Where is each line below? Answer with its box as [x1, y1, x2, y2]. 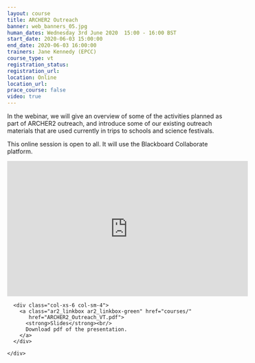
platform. [7, 147, 33, 155]
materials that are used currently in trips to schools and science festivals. [7, 126, 214, 135]
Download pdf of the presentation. [25, 326, 128, 333]
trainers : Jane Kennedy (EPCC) [7, 49, 97, 56]
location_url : [7, 80, 48, 87]
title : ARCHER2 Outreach [7, 16, 78, 23]
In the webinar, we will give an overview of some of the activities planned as [7, 112, 223, 120]
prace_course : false [7, 87, 67, 93]
